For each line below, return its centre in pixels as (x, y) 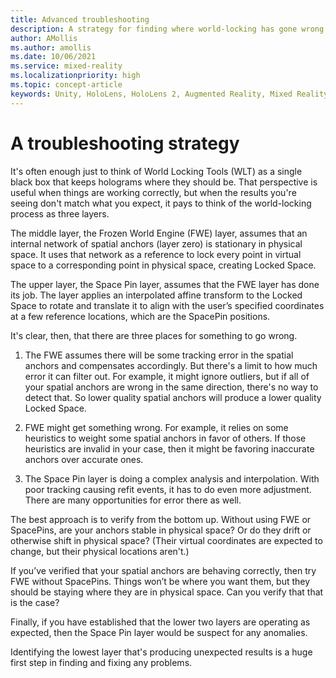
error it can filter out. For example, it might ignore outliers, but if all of (167, 376)
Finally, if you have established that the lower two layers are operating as (160, 622)
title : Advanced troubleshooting (80, 19)
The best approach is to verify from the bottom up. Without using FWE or (161, 519)
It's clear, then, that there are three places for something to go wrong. (154, 335)
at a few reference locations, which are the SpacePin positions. (140, 316)
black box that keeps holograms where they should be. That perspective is (164, 182)
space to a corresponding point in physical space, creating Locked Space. (163, 265)
